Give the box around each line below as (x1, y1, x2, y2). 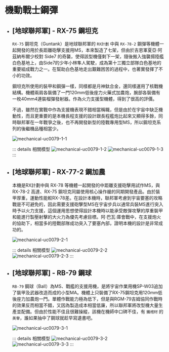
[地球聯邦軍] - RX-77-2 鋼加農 (12, 168, 106, 176)
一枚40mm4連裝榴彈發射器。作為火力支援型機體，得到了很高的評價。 (12, 96, 157, 102)
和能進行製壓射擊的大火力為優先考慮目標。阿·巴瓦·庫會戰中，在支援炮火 (12, 214, 161, 220)
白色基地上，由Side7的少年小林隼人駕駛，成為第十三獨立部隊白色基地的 (12, 60, 161, 66)
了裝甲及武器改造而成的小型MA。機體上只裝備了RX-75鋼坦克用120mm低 (12, 289, 162, 295)
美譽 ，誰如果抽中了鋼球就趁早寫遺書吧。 (12, 315, 96, 321)
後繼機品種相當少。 (21, 126, 61, 132)
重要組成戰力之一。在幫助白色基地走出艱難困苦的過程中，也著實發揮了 (12, 66, 159, 72)
